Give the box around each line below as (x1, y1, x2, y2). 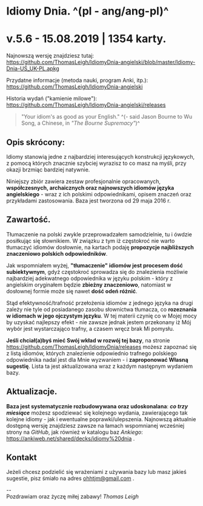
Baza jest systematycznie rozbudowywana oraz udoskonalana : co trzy (6, 402, 188, 410)
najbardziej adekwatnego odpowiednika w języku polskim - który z (6, 275, 173, 282)
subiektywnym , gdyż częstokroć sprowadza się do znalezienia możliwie (6, 268, 188, 275)
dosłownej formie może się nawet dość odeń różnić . (6, 287, 138, 295)
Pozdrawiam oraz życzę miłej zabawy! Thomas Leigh (6, 493, 139, 501)
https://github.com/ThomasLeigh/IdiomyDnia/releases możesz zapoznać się (6, 343, 197, 350)
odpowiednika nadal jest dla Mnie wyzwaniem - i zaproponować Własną (6, 356, 189, 363)
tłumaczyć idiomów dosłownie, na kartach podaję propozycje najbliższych (6, 244, 194, 251)
